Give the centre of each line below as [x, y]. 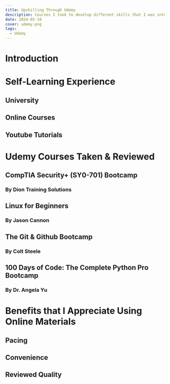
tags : [11, 29]
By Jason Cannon [27, 220]
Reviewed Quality [34, 375]
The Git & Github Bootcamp [49, 237]
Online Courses [30, 118]
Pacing [16, 340]
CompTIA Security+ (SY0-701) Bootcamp [71, 175]
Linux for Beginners [37, 206]
